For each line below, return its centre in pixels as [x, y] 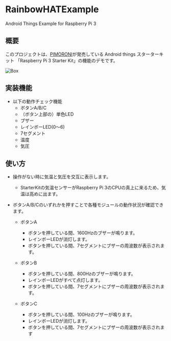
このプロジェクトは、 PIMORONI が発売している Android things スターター [82, 54]
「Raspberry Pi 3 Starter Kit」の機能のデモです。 [67, 60]
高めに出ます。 [45, 194]
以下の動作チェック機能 [37, 101]
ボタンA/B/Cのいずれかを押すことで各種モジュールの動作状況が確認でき [88, 205]
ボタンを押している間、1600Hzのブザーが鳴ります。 [83, 233]
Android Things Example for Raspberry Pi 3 [51, 23]
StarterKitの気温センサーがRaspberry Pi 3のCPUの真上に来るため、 [91, 188]
